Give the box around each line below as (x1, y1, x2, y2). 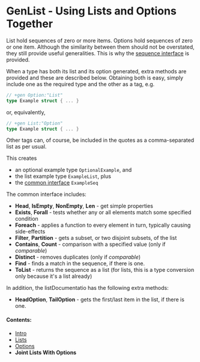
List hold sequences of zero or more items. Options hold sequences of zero (6, 37, 193, 44)
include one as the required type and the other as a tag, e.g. (6, 80, 155, 88)
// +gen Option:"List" (6, 92, 63, 98)
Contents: (6, 316, 32, 324)
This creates (6, 155, 37, 162)
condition (14, 215, 39, 222)
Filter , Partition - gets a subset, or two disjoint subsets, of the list (14, 235, 177, 242)
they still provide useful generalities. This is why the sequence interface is (6, 49, 189, 57)
